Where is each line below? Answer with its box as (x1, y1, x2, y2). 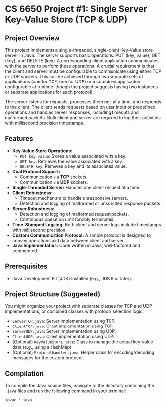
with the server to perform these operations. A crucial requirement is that (5, 63, 155, 69)
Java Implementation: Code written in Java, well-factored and (12, 243, 140, 248)
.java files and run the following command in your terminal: (5, 388, 126, 394)
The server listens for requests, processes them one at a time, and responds (5, 99, 161, 105)
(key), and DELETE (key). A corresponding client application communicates (5, 58, 159, 63)
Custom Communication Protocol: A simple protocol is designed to (12, 232, 151, 238)
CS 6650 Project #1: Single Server (5, 3, 148, 15)
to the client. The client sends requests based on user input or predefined (5, 104, 156, 110)
